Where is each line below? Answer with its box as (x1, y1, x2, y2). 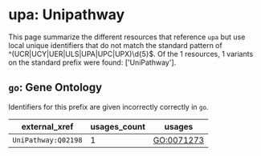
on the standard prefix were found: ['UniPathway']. (8, 58, 177, 67)
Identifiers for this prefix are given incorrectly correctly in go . (8, 102, 209, 111)
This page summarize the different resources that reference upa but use (8, 32, 246, 42)
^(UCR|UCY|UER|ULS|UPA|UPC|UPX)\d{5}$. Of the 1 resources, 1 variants (8, 49, 254, 58)
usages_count (90, 121, 146, 132)
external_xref (21, 121, 74, 132)
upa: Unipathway (8, 6, 125, 24)
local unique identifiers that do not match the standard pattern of (8, 40, 222, 50)
